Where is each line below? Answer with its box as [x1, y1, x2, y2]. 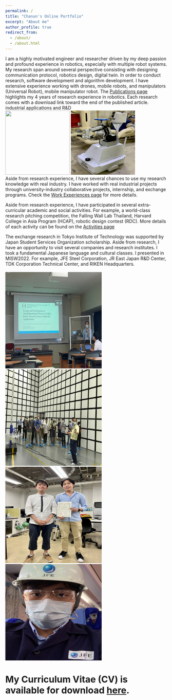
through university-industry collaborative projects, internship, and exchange [5, 186, 166, 192]
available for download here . [5, 685, 130, 696]
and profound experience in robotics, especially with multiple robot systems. [5, 61, 167, 67]
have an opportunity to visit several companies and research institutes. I [5, 244, 158, 250]
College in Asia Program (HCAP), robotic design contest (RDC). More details [5, 218, 166, 224]
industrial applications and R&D [5, 104, 71, 110]
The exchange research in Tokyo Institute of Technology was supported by [5, 233, 164, 240]
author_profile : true [5, 25, 52, 30]
